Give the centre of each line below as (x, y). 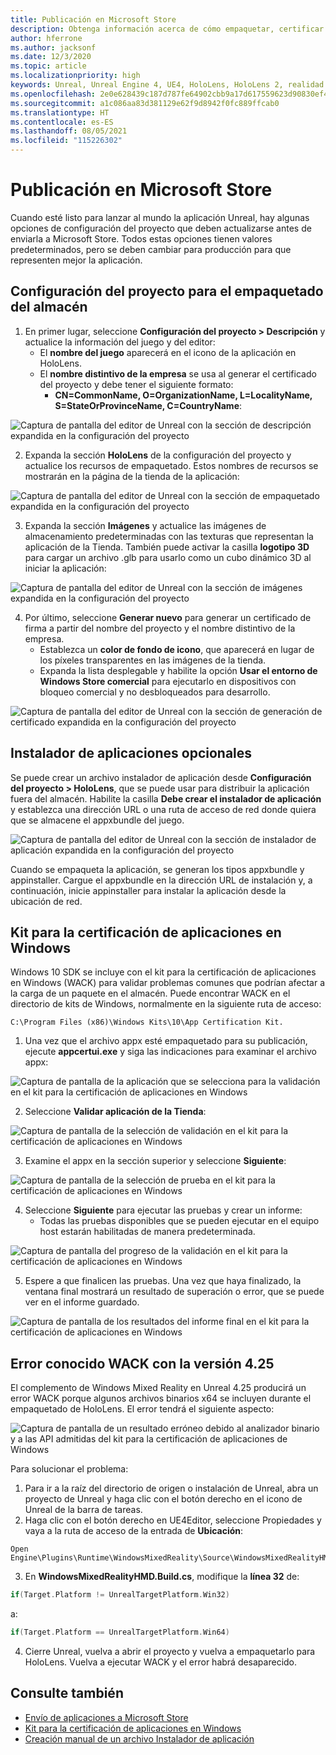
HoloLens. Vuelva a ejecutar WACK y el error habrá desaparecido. (161, 1662)
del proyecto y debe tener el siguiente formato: (136, 384)
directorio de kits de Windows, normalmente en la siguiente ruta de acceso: (166, 1004)
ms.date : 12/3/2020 (51, 57)
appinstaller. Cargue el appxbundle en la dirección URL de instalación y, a (161, 880)
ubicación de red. (46, 901)
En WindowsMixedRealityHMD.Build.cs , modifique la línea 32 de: (162, 1577)
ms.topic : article (48, 66)
